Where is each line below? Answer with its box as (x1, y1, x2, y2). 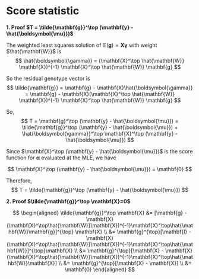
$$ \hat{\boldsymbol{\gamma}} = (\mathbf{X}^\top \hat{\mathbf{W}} (15, 57, 185, 64)
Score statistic (6, 4, 80, 18)
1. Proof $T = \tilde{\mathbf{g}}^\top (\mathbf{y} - (6, 24, 134, 31)
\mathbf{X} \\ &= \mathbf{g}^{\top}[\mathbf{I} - (75, 228, 191, 235)
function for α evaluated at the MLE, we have (6, 154, 116, 161)
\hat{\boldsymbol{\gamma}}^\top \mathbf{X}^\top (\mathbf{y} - (21, 130, 178, 137)
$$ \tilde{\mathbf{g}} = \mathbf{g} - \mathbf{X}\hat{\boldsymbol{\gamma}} (7, 84, 193, 91)
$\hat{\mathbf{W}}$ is (6, 47, 61, 54)
